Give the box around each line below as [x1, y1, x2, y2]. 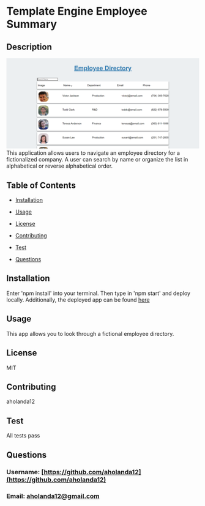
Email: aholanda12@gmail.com [6, 492, 100, 500]
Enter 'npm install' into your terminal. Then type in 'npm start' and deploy [6, 289, 191, 297]
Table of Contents [6, 180, 76, 190]
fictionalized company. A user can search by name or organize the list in [6, 156, 188, 163]
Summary [6, 17, 57, 31]
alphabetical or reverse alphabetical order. [6, 162, 113, 169]
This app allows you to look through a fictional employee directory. [6, 330, 174, 337]
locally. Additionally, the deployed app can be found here [6, 296, 150, 303]
